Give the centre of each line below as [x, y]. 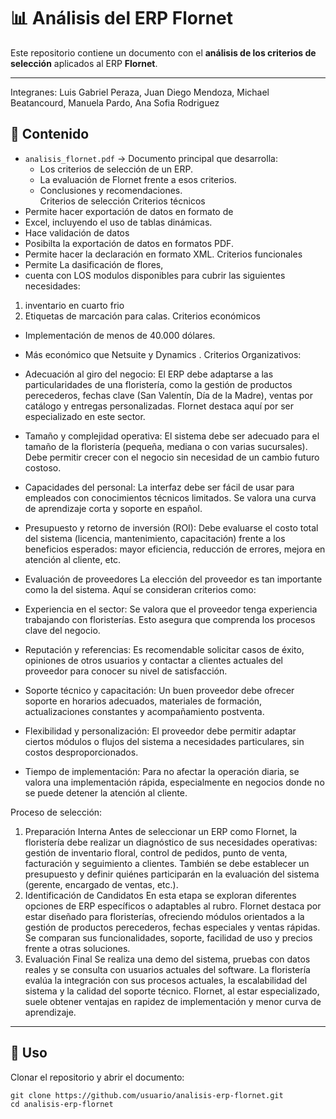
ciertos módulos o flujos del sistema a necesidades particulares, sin [164, 741]
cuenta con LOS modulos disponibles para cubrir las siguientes [155, 275]
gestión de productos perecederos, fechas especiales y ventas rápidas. [172, 927]
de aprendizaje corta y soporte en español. [113, 508]
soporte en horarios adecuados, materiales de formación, [143, 701]
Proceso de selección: [56, 812]
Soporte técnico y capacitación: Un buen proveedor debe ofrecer [159, 690]
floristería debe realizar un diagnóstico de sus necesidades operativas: [171, 842]
